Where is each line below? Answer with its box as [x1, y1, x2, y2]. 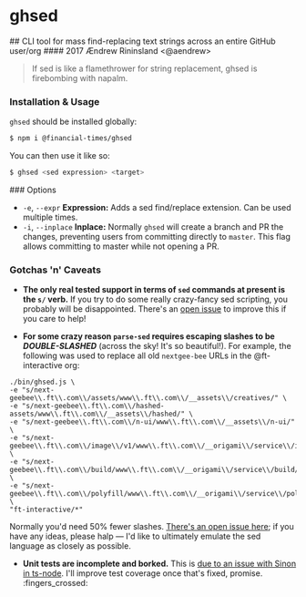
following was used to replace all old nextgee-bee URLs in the [22, 350, 252, 361]
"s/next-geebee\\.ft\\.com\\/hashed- [21, 402, 166, 411]
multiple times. [22, 211, 78, 222]
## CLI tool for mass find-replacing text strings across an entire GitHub [9, 36, 276, 46]
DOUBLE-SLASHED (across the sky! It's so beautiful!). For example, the [22, 341, 291, 352]
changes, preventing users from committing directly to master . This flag [22, 231, 291, 242]
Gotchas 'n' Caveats [9, 263, 102, 276]
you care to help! [22, 314, 87, 324]
